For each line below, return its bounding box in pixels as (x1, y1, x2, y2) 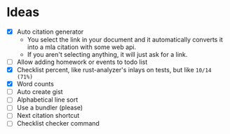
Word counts (16, 80, 54, 88)
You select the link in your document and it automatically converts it (27, 36, 224, 43)
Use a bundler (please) (16, 103, 83, 112)
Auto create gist (16, 88, 64, 96)
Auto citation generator (16, 27, 84, 36)
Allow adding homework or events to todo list (16, 58, 148, 66)
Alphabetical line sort (16, 95, 79, 104)
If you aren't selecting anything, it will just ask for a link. (27, 51, 188, 58)
